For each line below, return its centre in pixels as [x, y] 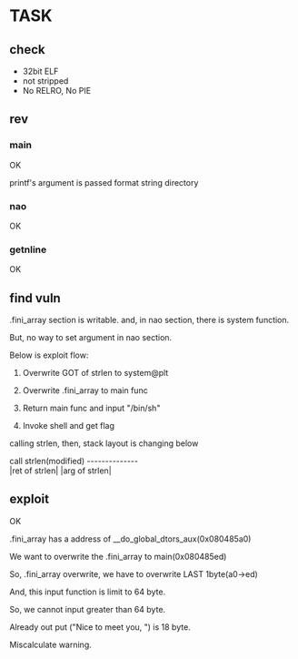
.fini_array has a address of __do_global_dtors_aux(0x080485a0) [130, 539]
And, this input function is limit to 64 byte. [88, 592]
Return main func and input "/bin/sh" [91, 408]
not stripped [45, 81]
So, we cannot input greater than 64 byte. [88, 609]
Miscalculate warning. [51, 644]
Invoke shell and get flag [69, 426]
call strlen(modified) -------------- [74, 461]
